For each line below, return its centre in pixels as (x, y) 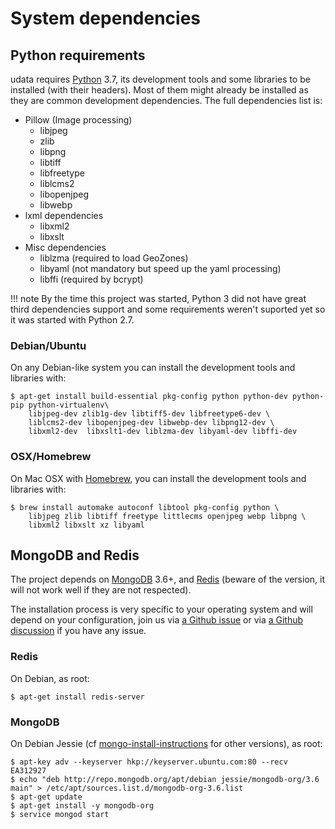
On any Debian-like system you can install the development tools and (153, 368)
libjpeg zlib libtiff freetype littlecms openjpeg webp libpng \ (167, 516)
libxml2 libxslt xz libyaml (86, 525)
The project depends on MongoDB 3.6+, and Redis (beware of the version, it (168, 579)
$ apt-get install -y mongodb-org (82, 806)
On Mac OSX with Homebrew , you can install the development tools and (158, 478)
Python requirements (78, 55)
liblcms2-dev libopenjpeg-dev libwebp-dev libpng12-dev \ (151, 423)
